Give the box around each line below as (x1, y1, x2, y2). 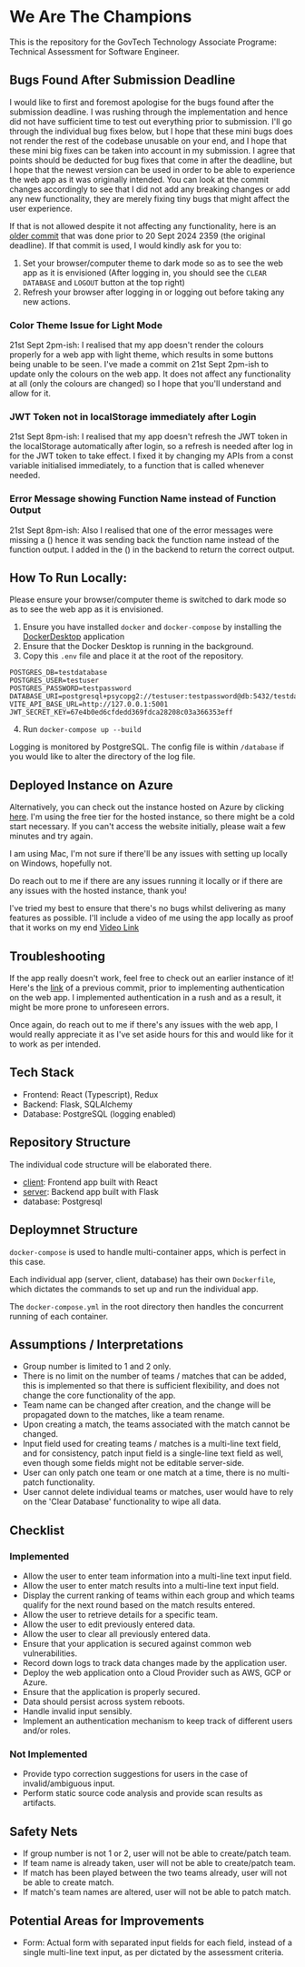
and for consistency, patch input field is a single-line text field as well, (22, 1448, 284, 1459)
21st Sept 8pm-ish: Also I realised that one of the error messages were (9, 525, 274, 536)
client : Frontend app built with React (22, 1176, 158, 1188)
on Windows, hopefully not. (9, 858, 113, 869)
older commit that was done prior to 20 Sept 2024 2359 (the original (9, 230, 266, 241)
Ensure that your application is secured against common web (22, 1639, 251, 1650)
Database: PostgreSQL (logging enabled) (22, 1108, 177, 1119)
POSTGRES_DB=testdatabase (9, 668, 107, 677)
